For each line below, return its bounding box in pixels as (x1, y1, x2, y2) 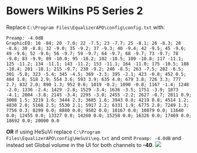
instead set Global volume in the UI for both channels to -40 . (6, 141, 154, 148)
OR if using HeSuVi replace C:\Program (6, 128, 101, 135)
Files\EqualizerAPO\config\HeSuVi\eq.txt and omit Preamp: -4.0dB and (6, 134, 182, 141)
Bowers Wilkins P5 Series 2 (6, 4, 143, 18)
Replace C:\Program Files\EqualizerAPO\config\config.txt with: (6, 24, 166, 31)
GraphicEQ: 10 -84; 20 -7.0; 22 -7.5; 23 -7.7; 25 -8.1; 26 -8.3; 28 (6, 40, 182, 46)
